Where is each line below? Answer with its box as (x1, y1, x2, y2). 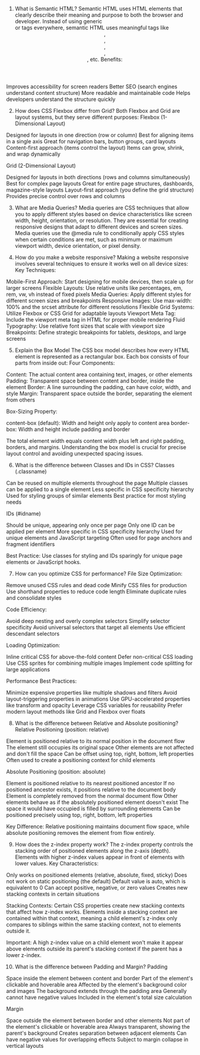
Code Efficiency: (6, 606, 47, 613)
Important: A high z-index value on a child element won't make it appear (6, 939, 184, 946)
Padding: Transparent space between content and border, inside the (6, 377, 174, 384)
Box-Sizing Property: (6, 408, 58, 415)
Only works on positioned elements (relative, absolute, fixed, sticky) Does (6, 871, 187, 878)
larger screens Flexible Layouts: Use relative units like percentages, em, (6, 285, 183, 291)
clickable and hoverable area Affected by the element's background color (6, 981, 187, 988)
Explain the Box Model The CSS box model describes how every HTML (14, 347, 190, 354)
